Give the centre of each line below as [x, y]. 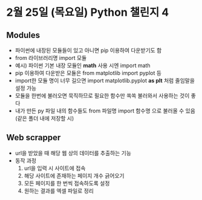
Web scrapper [34, 137]
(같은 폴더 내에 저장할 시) [44, 118]
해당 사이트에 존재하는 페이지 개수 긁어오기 [74, 175]
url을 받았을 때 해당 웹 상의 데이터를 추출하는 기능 [73, 153]
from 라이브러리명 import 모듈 [51, 58]
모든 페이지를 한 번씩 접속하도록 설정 [67, 183]
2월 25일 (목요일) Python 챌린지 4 [88, 12]
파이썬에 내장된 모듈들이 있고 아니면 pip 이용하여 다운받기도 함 [88, 50]
